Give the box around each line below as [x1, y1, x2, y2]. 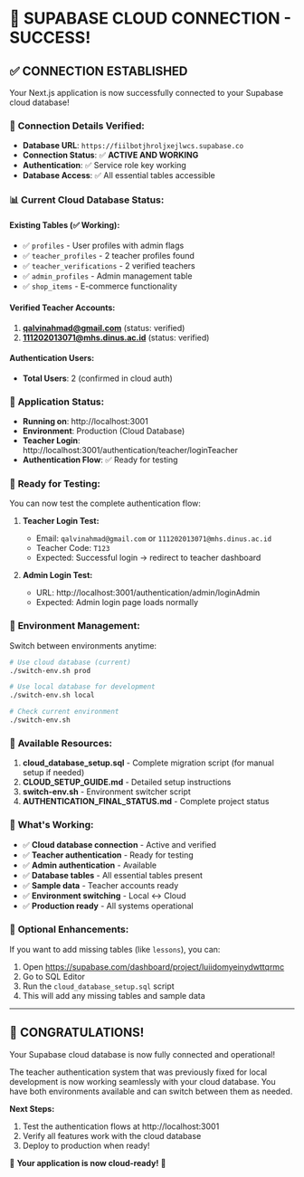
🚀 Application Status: [9, 395, 105, 408]
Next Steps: [9, 1103, 55, 1114]
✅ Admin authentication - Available [22, 859, 157, 870]
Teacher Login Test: [22, 516, 100, 527]
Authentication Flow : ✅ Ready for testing [22, 454, 178, 465]
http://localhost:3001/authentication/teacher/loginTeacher [22, 445, 238, 456]
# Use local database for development [9, 682, 156, 691]
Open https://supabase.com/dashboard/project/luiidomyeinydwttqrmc [22, 961, 285, 972]
